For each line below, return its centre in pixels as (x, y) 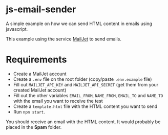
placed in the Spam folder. (34, 127)
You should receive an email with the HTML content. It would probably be (83, 122)
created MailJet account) (40, 90)
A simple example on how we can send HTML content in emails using (79, 24)
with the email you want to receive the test (58, 101)
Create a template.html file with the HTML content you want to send (85, 106)
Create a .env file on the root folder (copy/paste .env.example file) (82, 79)
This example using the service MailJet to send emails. (64, 39)
